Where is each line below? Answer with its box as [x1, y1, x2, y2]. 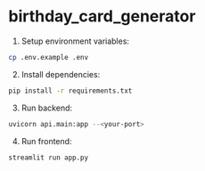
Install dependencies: [20, 69, 101, 79]
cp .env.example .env [8, 53, 89, 61]
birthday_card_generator [8, 6, 196, 27]
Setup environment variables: [20, 36, 130, 46]
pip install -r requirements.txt [8, 86, 133, 95]
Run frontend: [20, 135, 72, 146]
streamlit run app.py [8, 153, 89, 162]
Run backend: [20, 102, 73, 113]
